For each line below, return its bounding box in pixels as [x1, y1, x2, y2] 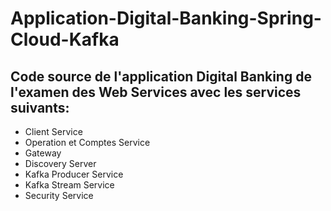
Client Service [24, 126, 83, 137]
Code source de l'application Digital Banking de [10, 68, 312, 85]
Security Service [24, 190, 94, 201]
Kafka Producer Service [24, 168, 124, 180]
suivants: [10, 99, 70, 116]
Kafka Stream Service [24, 179, 115, 191]
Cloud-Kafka [10, 28, 120, 51]
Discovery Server [24, 158, 97, 169]
